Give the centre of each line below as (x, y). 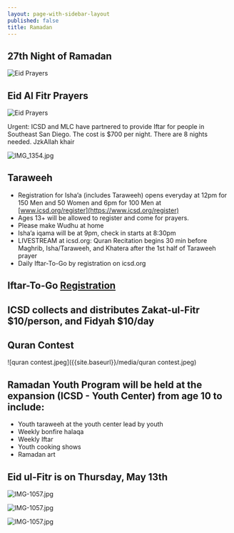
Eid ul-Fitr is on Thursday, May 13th (87, 477)
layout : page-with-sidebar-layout (59, 14)
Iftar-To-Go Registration (62, 286)
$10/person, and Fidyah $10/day (81, 321)
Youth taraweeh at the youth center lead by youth (91, 424)
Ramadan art (36, 455)
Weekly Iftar (35, 440)
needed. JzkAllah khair (41, 142)
